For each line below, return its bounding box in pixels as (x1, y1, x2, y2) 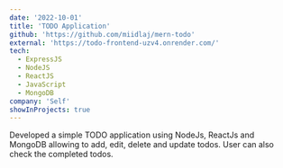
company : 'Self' (9, 96, 70, 106)
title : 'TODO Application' (9, 22, 111, 31)
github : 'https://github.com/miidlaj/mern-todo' (9, 30, 196, 39)
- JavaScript (17, 80, 67, 89)
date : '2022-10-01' (9, 13, 83, 22)
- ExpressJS (17, 55, 63, 64)
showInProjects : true (9, 105, 91, 114)
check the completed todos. (9, 149, 114, 160)
